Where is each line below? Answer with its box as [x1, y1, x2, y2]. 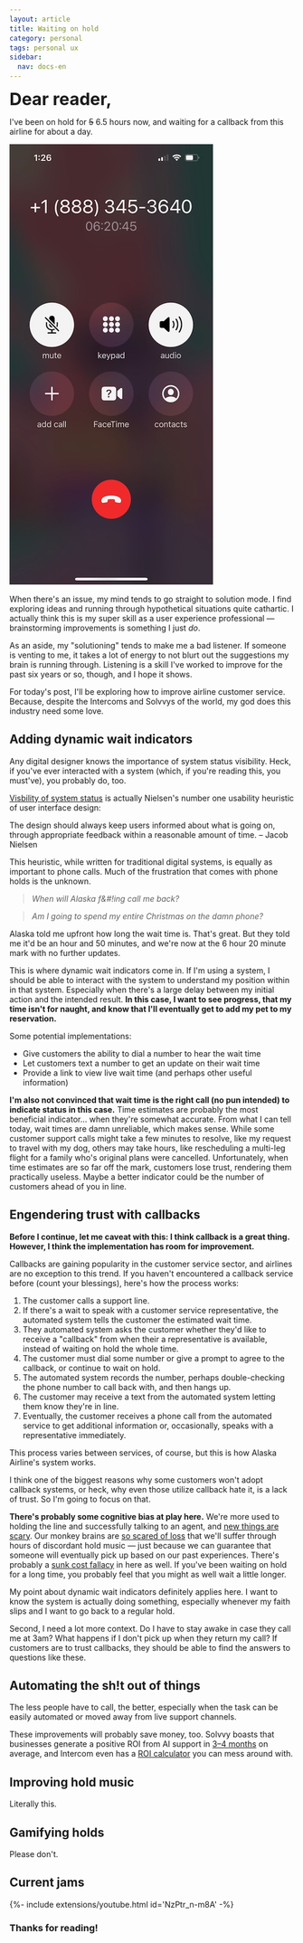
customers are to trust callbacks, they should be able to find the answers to [9, 1642, 291, 1653]
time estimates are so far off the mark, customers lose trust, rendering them [9, 1161, 292, 1172]
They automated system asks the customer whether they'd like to [22, 1323, 267, 1334]
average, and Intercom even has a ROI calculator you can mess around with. [9, 1749, 294, 1759]
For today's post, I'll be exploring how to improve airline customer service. [9, 687, 286, 697]
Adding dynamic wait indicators [9, 732, 193, 747]
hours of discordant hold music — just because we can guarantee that [9, 1540, 271, 1550]
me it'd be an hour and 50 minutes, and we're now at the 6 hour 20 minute [9, 937, 287, 949]
